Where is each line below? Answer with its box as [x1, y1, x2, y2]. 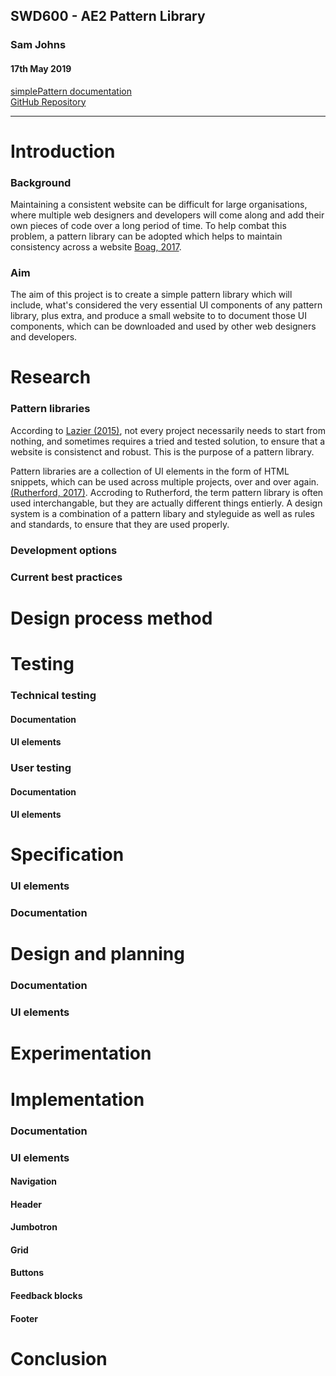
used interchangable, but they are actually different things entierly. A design [10, 497, 323, 509]
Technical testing [10, 688, 97, 702]
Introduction [10, 140, 116, 163]
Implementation [10, 1088, 145, 1111]
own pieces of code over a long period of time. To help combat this [10, 220, 287, 231]
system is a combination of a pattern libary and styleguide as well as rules [10, 507, 315, 519]
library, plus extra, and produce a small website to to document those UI [10, 310, 308, 322]
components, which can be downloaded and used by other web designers [10, 320, 317, 333]
